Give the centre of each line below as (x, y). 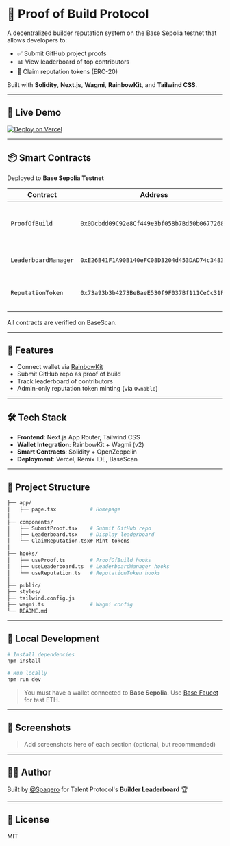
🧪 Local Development (53, 639)
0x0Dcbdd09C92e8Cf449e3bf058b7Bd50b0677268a (154, 223)
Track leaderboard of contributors (65, 381)
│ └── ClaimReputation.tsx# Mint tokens (68, 541)
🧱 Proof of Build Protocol (78, 14)
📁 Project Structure (49, 487)
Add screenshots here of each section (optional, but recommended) (120, 744)
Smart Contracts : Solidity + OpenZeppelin (77, 452)
